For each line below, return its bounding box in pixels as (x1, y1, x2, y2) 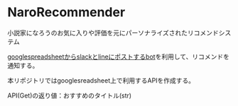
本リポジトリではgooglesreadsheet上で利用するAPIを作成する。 (7, 76, 195, 85)
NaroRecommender (7, 4, 126, 20)
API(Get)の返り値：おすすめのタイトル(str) (7, 91, 132, 100)
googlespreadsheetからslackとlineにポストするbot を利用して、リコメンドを (7, 52, 229, 61)
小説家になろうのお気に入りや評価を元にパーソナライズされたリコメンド (7, 28, 219, 37)
